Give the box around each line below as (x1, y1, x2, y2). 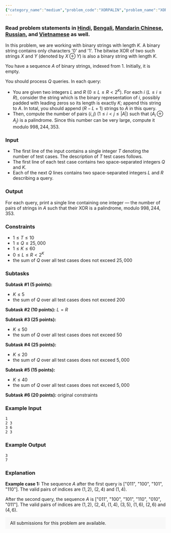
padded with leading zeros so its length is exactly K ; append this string (12, 100, 161, 106)
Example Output (5, 441, 46, 448)
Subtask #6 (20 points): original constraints (5, 392, 98, 398)
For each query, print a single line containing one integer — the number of (5, 199, 160, 205)
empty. (5, 68, 20, 74)
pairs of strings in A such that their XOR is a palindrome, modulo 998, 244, (5, 205, 161, 211)
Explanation (5, 469, 36, 476)
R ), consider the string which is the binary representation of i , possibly (12, 94, 160, 100)
